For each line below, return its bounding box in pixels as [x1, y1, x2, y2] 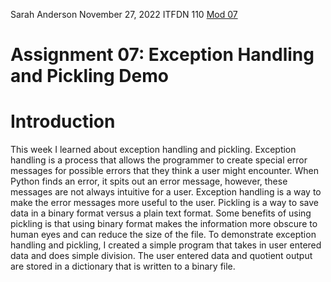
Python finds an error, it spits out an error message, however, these [10, 175, 288, 188]
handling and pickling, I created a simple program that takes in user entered [10, 239, 322, 251]
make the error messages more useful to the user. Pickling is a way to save [10, 197, 319, 209]
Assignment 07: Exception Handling [10, 44, 315, 66]
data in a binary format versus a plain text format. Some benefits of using [10, 207, 312, 219]
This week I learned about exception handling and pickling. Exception [10, 144, 297, 156]
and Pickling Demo [10, 65, 169, 88]
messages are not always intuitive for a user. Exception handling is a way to [10, 186, 322, 198]
